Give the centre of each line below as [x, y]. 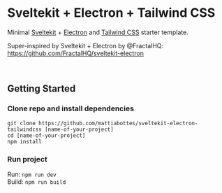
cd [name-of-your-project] [46, 135]
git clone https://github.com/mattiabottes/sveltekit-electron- [103, 123]
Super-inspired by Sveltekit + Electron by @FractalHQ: [86, 45]
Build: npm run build [37, 181]
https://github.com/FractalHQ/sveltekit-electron [76, 53]
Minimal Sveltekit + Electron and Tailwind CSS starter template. [98, 32]
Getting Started [42, 89]
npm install [24, 141]
